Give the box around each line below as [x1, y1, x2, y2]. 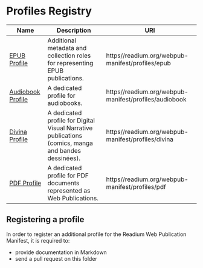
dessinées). [47, 154, 80, 162]
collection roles [47, 51, 91, 60]
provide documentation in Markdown [14, 249, 107, 256]
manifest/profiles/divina [106, 135, 174, 143]
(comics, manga [47, 139, 94, 147]
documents [47, 179, 80, 187]
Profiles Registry [6, 4, 92, 18]
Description [56, 26, 91, 34]
